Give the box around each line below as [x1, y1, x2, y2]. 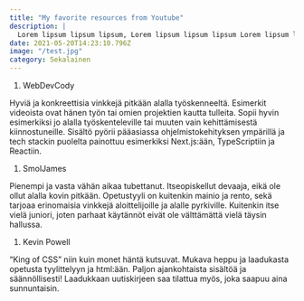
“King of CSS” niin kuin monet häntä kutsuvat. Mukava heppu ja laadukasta [9, 254, 290, 265]
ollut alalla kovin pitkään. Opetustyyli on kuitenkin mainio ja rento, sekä [9, 191, 273, 201]
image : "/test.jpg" [9, 47, 83, 56]
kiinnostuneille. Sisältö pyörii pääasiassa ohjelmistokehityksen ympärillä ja [9, 127, 285, 136]
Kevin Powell [22, 237, 71, 247]
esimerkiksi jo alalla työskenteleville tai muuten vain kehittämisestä [9, 117, 258, 127]
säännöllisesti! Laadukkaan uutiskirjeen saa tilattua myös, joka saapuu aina [9, 273, 288, 284]
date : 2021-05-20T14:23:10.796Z [9, 38, 131, 48]
